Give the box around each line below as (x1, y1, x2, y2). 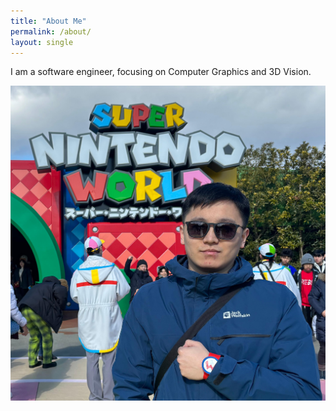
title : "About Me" (10, 16, 87, 26)
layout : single (10, 37, 74, 47)
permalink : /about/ (10, 26, 92, 37)
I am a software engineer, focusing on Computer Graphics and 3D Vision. (10, 66, 312, 78)
